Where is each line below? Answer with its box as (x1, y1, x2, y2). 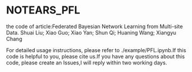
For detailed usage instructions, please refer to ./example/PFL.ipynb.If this (6, 46, 187, 53)
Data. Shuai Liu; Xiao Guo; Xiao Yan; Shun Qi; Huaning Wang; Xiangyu (6, 29, 177, 36)
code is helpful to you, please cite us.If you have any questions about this (6, 53, 185, 60)
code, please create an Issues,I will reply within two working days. (6, 59, 167, 66)
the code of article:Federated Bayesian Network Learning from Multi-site (6, 23, 183, 30)
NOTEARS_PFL (6, 4, 81, 17)
